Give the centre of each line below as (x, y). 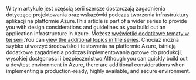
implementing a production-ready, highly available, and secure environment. (98, 71)
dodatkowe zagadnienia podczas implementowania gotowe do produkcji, (94, 52)
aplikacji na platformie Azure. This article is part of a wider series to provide (97, 21)
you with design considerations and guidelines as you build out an (86, 27)
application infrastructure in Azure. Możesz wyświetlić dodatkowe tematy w (98, 34)
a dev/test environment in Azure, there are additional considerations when (95, 65)
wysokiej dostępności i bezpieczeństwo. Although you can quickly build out (97, 59)
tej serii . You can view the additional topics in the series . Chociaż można (92, 40)
